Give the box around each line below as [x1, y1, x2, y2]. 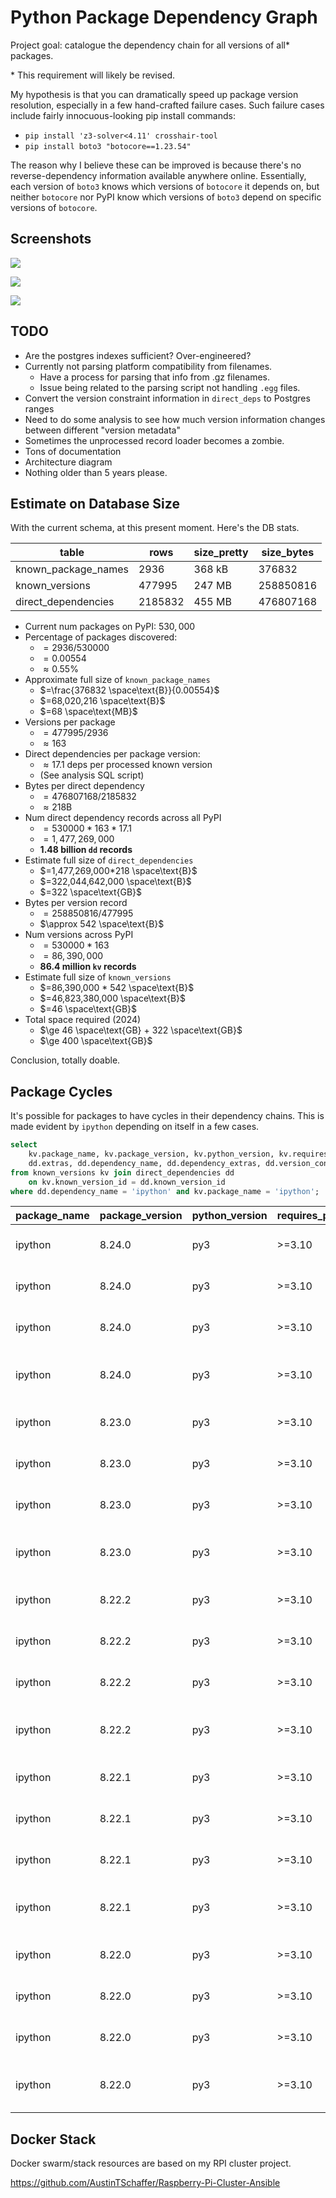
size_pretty [193, 546, 249, 560]
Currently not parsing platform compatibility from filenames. [24, 360, 273, 372]
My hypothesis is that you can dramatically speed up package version [10, 88, 299, 100]
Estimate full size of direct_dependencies [24, 854, 194, 866]
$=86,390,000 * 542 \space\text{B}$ [39, 982, 195, 994]
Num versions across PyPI [24, 929, 134, 941]
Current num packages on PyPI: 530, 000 [24, 621, 196, 633]
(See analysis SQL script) [39, 769, 145, 781]
